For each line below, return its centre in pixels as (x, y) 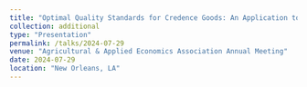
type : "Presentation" (51, 34)
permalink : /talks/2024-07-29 (67, 43)
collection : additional (55, 26)
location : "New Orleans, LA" (65, 69)
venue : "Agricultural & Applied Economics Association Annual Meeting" (148, 52)
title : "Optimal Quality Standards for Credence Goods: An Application (148, 18)
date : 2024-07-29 (42, 60)
